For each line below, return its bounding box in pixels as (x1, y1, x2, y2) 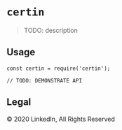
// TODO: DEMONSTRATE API (6, 77, 82, 84)
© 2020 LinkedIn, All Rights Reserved (6, 115, 115, 123)
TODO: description (23, 26, 79, 34)
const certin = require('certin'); (6, 65, 111, 72)
